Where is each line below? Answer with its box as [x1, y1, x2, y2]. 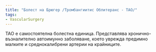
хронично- [128, 31, 151, 37]
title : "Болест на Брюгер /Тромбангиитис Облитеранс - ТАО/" [5, 7, 138, 13]
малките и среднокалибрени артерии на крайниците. [5, 41, 121, 47]
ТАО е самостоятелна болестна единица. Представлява [5, 31, 127, 37]
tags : [5, 12, 17, 17]
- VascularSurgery [5, 17, 44, 22]
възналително [5, 36, 36, 42]
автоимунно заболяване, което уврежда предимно [37, 36, 148, 42]
